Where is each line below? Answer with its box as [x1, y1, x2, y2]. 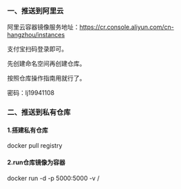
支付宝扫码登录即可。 [7, 45, 67, 53]
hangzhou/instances [7, 31, 65, 39]
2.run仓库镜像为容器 [7, 158, 65, 166]
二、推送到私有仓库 [7, 108, 71, 118]
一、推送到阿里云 [7, 5, 64, 15]
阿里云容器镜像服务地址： [7, 23, 80, 32]
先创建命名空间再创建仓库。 [7, 60, 86, 68]
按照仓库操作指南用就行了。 [7, 74, 86, 82]
